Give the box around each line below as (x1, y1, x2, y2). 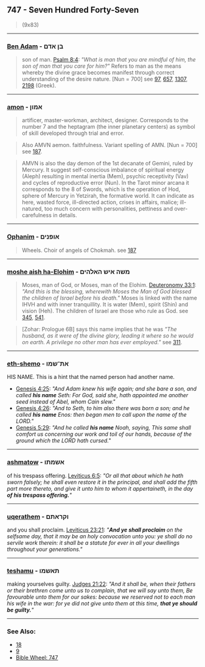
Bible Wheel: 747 (15, 654, 58, 662)
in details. (52, 212, 78, 219)
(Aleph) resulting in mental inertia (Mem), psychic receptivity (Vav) (21, 173, 189, 180)
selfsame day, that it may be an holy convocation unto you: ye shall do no (7, 532, 193, 539)
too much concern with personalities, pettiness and (44, 205, 173, 212)
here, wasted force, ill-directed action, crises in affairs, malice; (21, 198, 179, 206)
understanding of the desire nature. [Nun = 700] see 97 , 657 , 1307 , (21, 76, 188, 83)
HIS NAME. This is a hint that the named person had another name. (7, 373, 175, 381)
